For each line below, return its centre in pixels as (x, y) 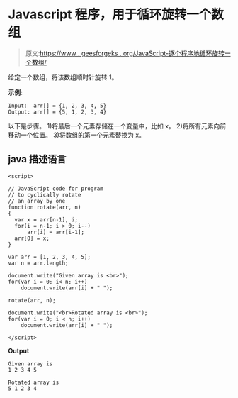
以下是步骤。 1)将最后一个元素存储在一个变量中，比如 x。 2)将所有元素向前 (117, 126)
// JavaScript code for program (56, 189)
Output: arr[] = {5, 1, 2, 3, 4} (57, 112)
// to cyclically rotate (45, 195)
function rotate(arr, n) (45, 207)
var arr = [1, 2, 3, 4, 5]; (50, 257)
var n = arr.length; (39, 263)
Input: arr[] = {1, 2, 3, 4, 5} (57, 106)
